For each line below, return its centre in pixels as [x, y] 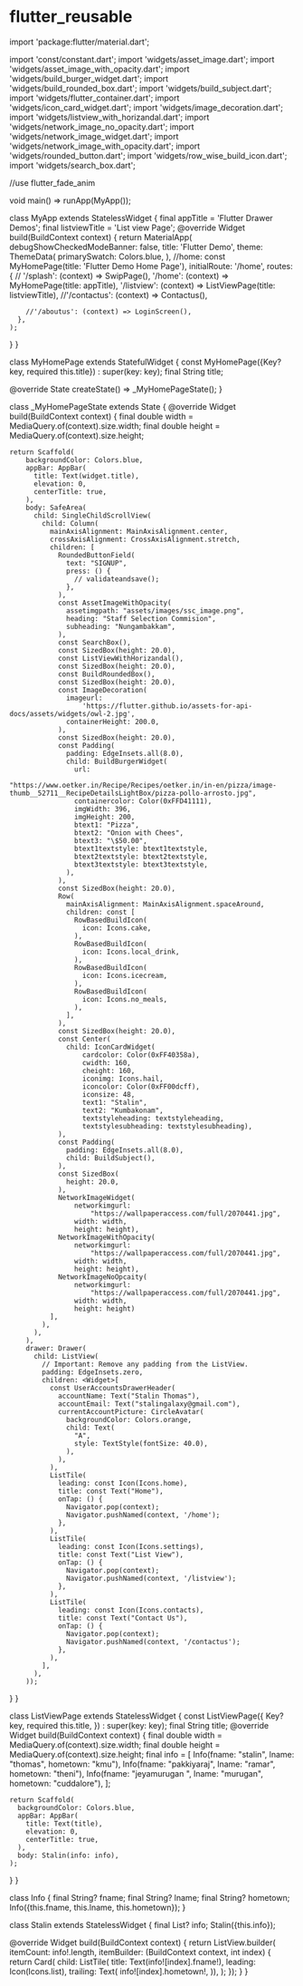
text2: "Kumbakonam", [123, 1110]
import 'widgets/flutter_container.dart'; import [95, 98]
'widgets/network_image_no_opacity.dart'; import [102, 126]
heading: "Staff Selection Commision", [142, 618]
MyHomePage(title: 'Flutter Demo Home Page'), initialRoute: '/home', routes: [151, 266]
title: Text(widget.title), [86, 476]
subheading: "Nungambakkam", [121, 626]
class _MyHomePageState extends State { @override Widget [123, 406]
